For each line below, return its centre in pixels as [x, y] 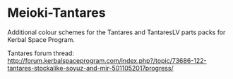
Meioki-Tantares [56, 13]
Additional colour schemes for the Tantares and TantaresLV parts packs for [116, 32]
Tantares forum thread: [41, 53]
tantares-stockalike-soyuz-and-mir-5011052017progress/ [91, 68]
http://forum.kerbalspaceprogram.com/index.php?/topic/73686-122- [107, 60]
